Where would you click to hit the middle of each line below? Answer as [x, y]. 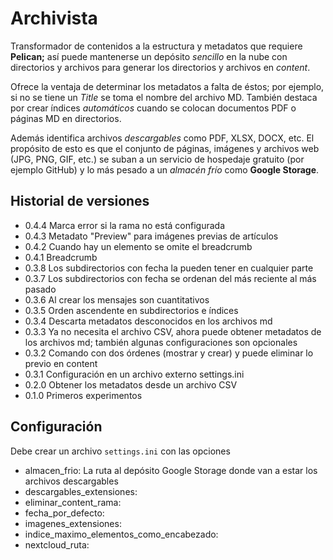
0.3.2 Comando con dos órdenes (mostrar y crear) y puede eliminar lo [169, 353]
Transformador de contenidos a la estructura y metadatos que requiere [156, 46]
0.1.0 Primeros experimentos [83, 395]
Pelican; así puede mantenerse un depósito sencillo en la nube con [149, 56]
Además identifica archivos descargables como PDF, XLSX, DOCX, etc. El [162, 138]
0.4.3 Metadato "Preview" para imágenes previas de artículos [151, 236]
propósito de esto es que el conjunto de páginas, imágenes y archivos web [165, 148]
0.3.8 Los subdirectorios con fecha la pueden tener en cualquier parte [169, 268]
